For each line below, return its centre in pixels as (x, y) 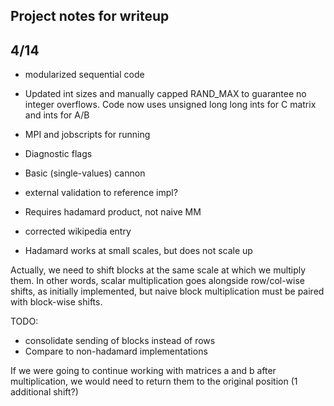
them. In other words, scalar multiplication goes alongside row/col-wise (158, 281)
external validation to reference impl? (101, 193)
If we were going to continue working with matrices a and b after (143, 371)
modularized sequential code (84, 75)
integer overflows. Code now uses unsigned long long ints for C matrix (170, 105)
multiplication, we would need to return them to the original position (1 (154, 381)
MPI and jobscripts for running (87, 135)
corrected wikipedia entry (78, 231)
